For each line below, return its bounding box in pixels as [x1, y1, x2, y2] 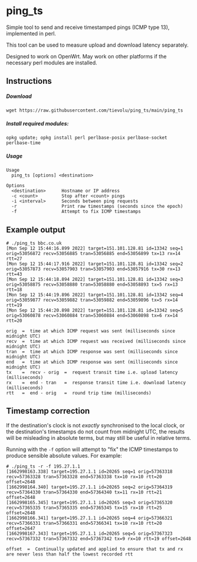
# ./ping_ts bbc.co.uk [6, 240, 62, 246]
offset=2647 [6, 525, 35, 531]
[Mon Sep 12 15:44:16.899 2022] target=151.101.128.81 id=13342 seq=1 [6, 246, 183, 251]
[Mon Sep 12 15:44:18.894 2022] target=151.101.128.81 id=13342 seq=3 [6, 276, 183, 283]
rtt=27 [6, 256, 22, 262]
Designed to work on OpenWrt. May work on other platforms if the [6, 53, 167, 60]
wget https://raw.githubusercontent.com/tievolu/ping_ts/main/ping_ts [6, 107, 183, 113]
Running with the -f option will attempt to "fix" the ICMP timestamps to [6, 446, 179, 453]
